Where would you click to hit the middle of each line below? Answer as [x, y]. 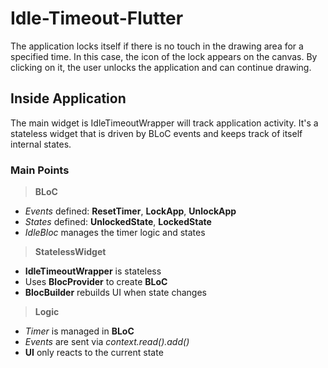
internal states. [41, 144]
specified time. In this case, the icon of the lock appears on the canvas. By [164, 56]
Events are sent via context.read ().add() [107, 342]
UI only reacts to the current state [94, 353]
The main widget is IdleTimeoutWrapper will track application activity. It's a [164, 123]
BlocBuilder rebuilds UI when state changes [115, 293]
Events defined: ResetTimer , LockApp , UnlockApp [130, 211]
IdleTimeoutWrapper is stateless [93, 271]
